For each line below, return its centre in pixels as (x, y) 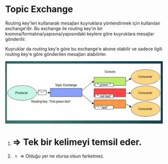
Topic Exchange (39, 9)
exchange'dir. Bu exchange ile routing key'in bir (54, 28)
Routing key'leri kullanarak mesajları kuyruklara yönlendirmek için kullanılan (83, 23)
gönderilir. (15, 39)
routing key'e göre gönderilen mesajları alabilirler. (56, 54)
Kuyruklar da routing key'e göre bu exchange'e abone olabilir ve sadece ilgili (84, 49)
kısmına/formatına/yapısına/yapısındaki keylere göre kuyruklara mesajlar (79, 34)
